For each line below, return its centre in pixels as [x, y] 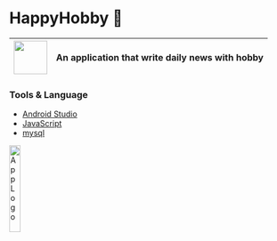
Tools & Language [49, 94]
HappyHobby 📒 [66, 18]
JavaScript [42, 124]
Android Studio [49, 114]
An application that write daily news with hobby [160, 57]
